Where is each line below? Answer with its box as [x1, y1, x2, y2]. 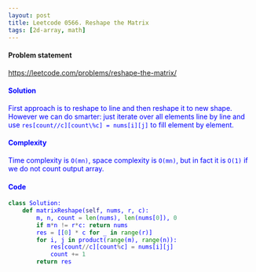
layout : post [8, 11, 51, 20]
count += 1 [49, 251, 86, 259]
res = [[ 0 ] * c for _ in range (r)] [36, 229, 153, 237]
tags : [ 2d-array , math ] [8, 26, 86, 34]
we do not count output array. [8, 164, 104, 173]
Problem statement [8, 50, 72, 60]
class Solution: [8, 200, 61, 208]
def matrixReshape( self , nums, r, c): [22, 207, 149, 215]
